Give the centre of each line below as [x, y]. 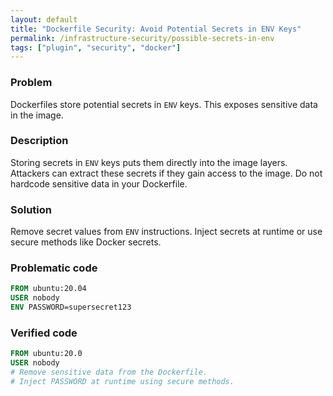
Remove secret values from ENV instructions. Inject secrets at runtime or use [166, 232]
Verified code [44, 333]
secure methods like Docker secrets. [86, 242]
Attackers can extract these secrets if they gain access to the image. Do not [166, 173]
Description [39, 141]
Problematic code [54, 268]
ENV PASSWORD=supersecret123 [71, 307]
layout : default [44, 19]
